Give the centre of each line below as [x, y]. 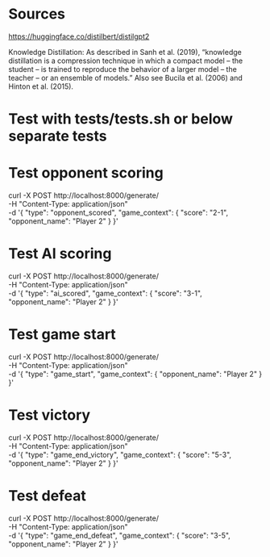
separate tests [58, 136]
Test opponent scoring [86, 173]
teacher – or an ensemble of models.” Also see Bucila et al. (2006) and [126, 77]
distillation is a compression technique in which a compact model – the [126, 61]
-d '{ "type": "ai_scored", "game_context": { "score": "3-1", [106, 293]
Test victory [50, 415]
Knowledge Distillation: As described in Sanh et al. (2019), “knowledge [125, 52]
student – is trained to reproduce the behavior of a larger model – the [123, 69]
